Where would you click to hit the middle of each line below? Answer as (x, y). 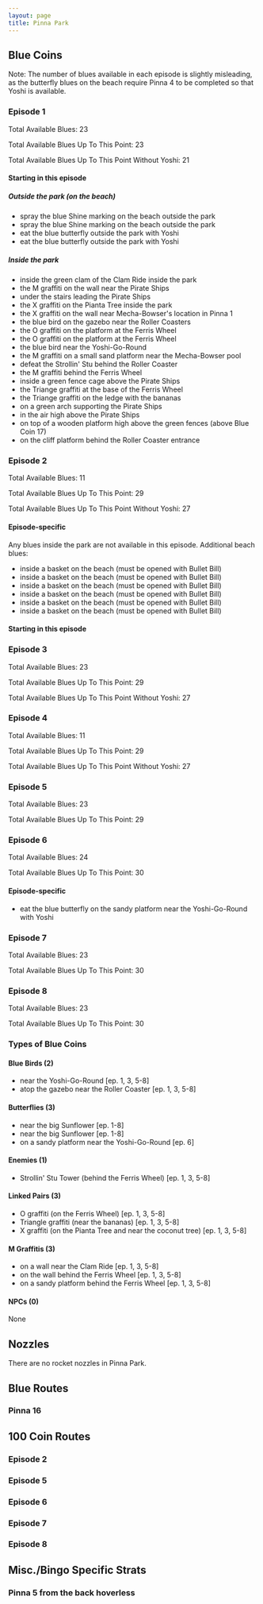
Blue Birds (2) (31, 1063)
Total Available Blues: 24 (48, 857)
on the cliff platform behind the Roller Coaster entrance (110, 440)
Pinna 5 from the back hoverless (72, 1592)
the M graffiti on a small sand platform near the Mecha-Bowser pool (130, 356)
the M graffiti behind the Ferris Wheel (81, 373)
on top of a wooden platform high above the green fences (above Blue (134, 423)
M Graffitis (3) (32, 1249)
